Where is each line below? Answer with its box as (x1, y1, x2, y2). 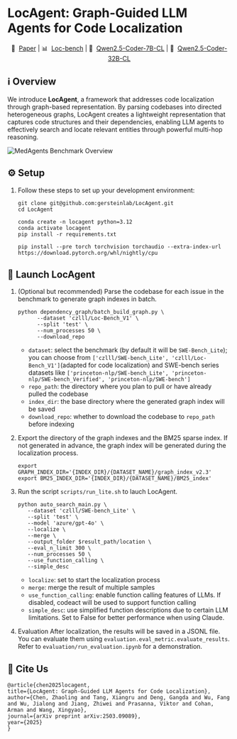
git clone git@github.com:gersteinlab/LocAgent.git (17, 199, 174, 207)
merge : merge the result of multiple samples (28, 584, 155, 592)
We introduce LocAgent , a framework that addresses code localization (7, 94, 214, 104)
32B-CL (107, 54, 131, 62)
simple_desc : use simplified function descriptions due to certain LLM (28, 606, 228, 615)
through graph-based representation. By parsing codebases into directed (7, 102, 222, 111)
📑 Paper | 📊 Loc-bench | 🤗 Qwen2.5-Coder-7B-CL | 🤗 (11, 44, 175, 53)
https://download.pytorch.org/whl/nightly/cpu (17, 249, 158, 256)
